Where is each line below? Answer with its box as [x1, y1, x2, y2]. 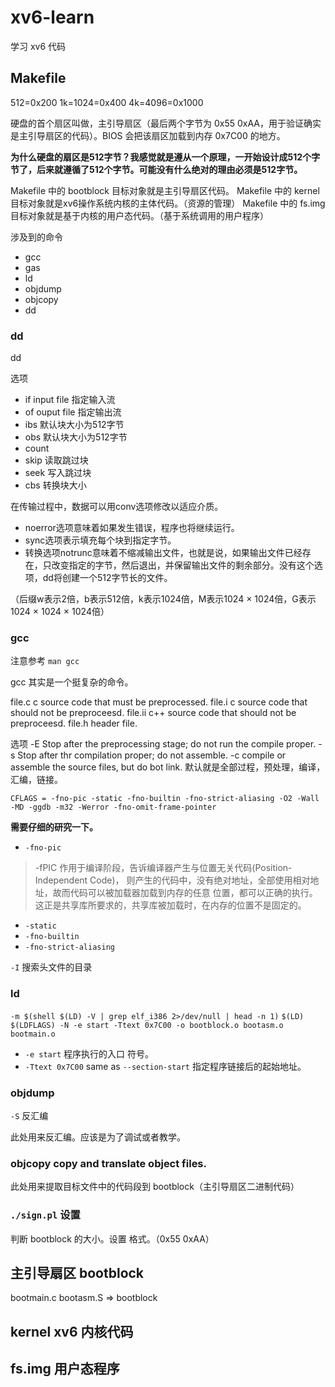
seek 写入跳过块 [24, 467, 92, 479]
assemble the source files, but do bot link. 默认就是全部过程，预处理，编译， [10, 761, 326, 773]
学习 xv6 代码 [10, 40, 67, 52]
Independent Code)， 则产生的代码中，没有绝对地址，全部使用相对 [34, 874, 311, 886]
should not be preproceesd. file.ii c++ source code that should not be [10, 707, 297, 719]
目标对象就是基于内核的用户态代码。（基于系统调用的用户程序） [10, 209, 269, 221]
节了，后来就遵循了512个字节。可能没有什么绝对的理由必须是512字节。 [10, 163, 303, 175]
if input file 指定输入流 [24, 394, 116, 406]
